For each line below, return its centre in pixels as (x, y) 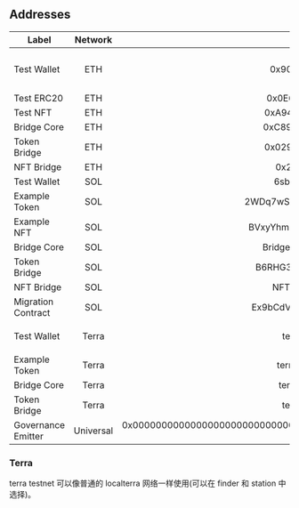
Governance (39, 424)
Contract (32, 312)
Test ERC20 (39, 98)
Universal (93, 431)
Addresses (40, 15)
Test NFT (33, 112)
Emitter (29, 436)
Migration (34, 302)
